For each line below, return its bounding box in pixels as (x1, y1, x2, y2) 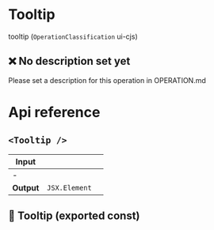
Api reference (8, 103, 101, 121)
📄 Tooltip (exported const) (8, 209, 140, 223)
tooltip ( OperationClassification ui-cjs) (8, 32, 139, 41)
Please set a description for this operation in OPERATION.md (8, 75, 206, 85)
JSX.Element (47, 183, 93, 192)
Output (12, 182, 40, 193)
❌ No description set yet (8, 55, 131, 68)
